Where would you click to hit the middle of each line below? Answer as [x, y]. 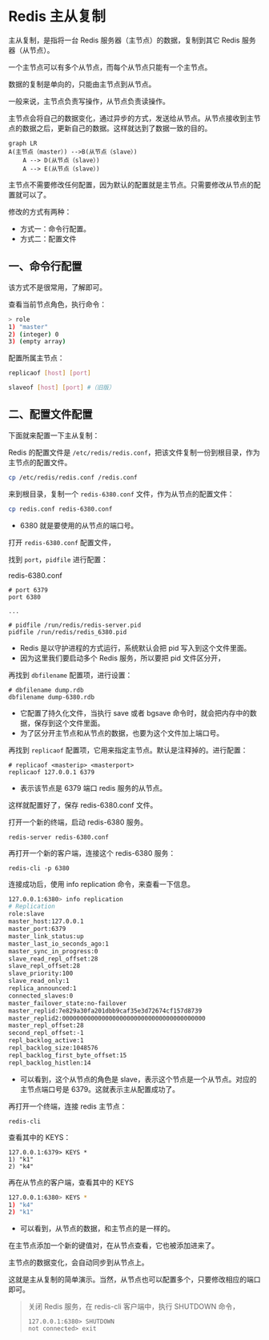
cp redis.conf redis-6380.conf [60, 509]
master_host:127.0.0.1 [46, 921]
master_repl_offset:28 [46, 1025]
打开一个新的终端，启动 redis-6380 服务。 [78, 822]
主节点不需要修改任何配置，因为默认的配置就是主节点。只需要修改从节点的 [131, 184]
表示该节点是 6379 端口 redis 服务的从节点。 [93, 788]
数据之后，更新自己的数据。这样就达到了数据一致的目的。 [117, 128]
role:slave [26, 914]
